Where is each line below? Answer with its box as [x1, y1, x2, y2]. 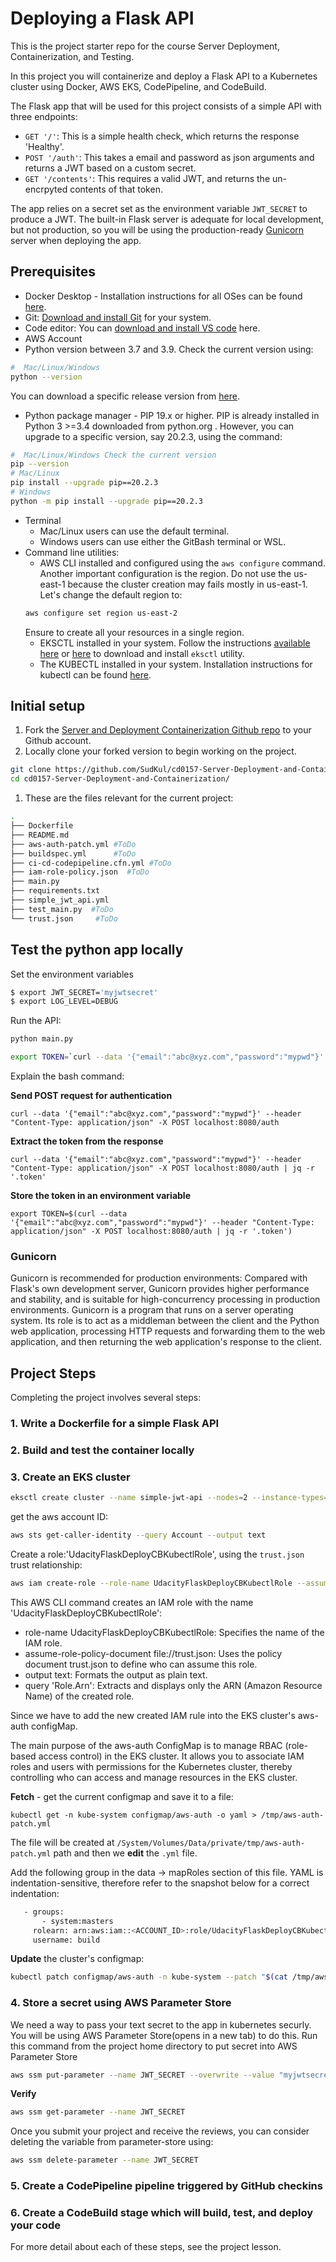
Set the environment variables [10, 968, 134, 980]
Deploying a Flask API [10, 7, 195, 30]
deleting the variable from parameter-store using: [10, 2136, 214, 2148]
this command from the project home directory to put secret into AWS [10, 2040, 298, 2052]
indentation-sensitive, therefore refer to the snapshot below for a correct [10, 1877, 310, 1889]
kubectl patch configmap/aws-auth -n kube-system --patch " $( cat [10, 1972, 288, 1982]
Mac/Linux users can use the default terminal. [39, 525, 230, 537]
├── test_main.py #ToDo [10, 904, 114, 914]
